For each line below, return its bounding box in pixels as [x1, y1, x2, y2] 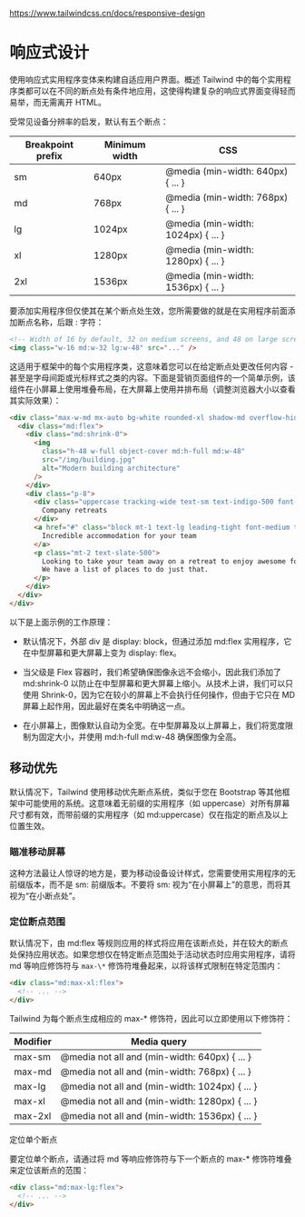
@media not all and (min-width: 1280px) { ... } [60, 1094, 258, 1107]
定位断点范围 [9, 915, 66, 928]
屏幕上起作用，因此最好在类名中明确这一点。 [22, 700, 191, 712]
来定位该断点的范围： [9, 1164, 89, 1175]
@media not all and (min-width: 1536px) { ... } [60, 1109, 258, 1122]
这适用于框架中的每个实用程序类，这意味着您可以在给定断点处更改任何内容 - [9, 361, 294, 372]
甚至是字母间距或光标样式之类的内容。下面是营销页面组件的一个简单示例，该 [9, 372, 296, 383]
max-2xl [14, 1109, 52, 1122]
